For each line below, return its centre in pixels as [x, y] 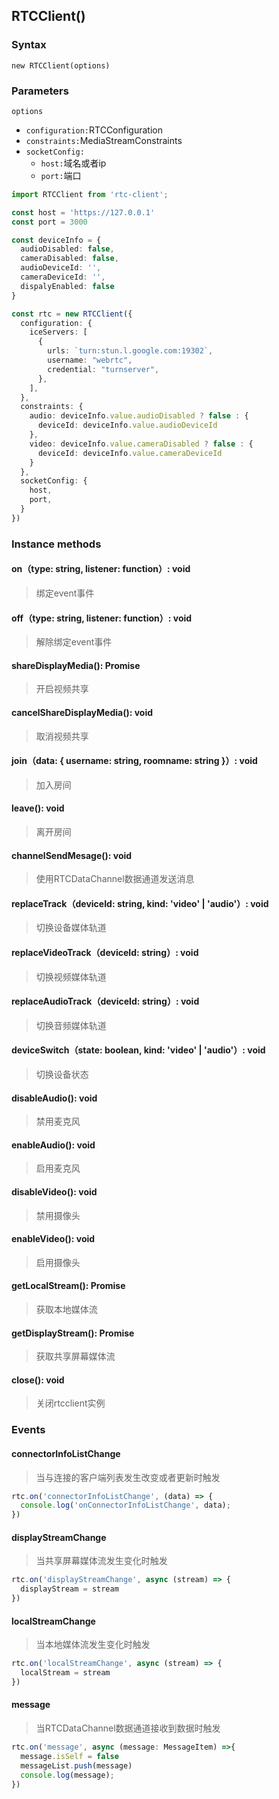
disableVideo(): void [54, 1192]
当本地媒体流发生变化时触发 [93, 1645]
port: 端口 [61, 175]
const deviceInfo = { [56, 240]
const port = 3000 [49, 222]
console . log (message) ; [67, 1775]
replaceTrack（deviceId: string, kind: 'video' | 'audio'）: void [140, 903]
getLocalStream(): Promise [68, 1286]
